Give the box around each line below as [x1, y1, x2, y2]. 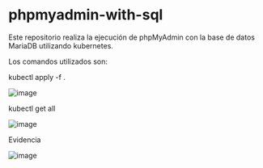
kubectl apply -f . [8, 72, 66, 82]
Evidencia [8, 135, 41, 145]
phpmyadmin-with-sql [8, 6, 163, 24]
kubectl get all [8, 103, 56, 113]
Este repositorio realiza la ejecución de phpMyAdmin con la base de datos [8, 32, 255, 42]
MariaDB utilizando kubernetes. [8, 40, 113, 50]
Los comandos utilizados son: [8, 57, 108, 66]
